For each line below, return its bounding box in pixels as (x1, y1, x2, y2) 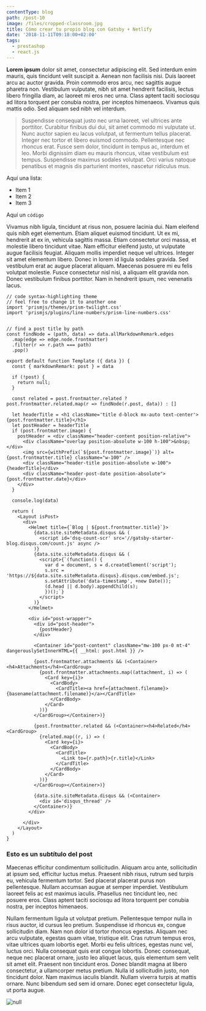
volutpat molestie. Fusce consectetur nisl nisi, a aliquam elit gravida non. (6, 268, 190, 276)
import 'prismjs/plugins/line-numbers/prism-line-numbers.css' (6, 309, 172, 316)
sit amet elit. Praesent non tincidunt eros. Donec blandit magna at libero (6, 961, 187, 968)
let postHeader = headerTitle (12, 422, 89, 428)
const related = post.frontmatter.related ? (12, 395, 128, 402)
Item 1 (15, 186, 31, 193)
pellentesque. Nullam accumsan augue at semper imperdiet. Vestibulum (6, 883, 188, 891)
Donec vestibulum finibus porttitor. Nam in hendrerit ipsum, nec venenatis (6, 275, 193, 282)
